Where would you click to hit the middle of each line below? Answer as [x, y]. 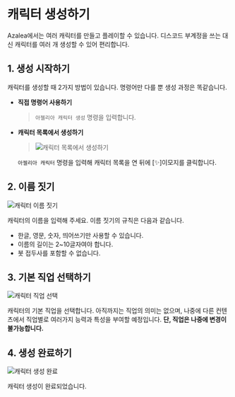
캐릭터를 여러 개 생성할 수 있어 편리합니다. [72, 44]
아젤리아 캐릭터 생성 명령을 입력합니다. [85, 117]
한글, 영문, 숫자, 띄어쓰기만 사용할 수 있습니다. [80, 235]
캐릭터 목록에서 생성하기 [50, 132]
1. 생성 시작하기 [39, 69]
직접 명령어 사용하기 [45, 102]
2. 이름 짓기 [31, 187]
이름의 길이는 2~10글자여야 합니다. [65, 244]
